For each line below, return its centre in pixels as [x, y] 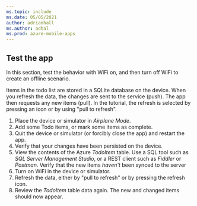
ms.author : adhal [28, 28]
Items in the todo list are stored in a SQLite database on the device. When [96, 90]
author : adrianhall [30, 23]
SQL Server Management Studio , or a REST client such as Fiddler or [98, 158]
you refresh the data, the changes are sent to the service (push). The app [96, 96]
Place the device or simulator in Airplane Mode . [73, 120]
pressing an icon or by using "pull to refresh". [61, 109]
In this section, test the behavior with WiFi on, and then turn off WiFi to [92, 72]
